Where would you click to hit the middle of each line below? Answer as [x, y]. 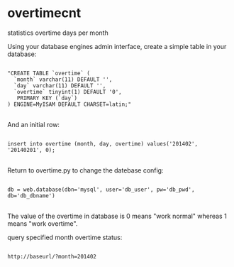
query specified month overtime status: [65, 237]
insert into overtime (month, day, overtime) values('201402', [103, 143]
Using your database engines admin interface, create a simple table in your [117, 46]
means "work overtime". [43, 223]
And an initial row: [34, 124]
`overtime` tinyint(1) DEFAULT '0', [68, 92]
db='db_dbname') [31, 196]
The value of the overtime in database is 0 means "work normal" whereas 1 [117, 216]
